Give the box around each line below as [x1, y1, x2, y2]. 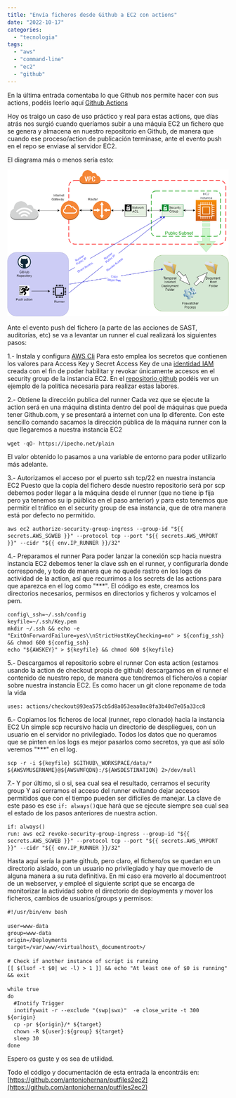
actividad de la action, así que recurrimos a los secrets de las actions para [7, 574, 222, 583]
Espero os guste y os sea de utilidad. [7, 1054, 114, 1063]
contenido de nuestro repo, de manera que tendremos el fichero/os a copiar [7, 673, 228, 682]
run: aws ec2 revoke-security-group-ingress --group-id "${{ [7, 830, 190, 837]
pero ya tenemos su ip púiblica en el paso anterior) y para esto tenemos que [7, 496, 228, 504]
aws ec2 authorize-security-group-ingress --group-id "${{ [7, 525, 184, 532]
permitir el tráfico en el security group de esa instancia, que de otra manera [7, 503, 226, 512]
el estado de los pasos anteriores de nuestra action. [7, 808, 158, 817]
